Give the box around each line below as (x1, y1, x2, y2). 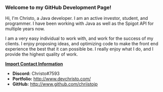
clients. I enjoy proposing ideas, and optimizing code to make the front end (5, 41, 159, 47)
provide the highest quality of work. (5, 51, 78, 57)
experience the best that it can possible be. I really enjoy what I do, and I (5, 46, 154, 52)
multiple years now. (5, 26, 45, 32)
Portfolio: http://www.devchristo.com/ (12, 76, 91, 82)
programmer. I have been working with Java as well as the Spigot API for (5, 20, 154, 26)
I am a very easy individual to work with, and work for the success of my (5, 35, 154, 41)
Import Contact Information (5, 61, 63, 67)
